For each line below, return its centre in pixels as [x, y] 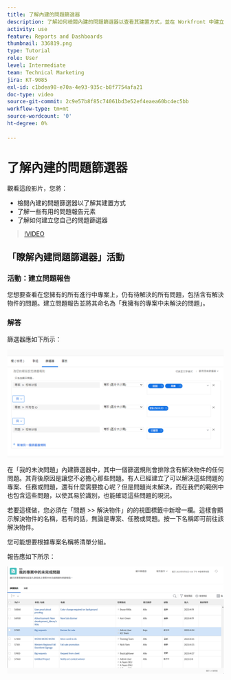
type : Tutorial [29, 51]
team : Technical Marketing [46, 72]
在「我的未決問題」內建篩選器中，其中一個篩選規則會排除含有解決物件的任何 [115, 469]
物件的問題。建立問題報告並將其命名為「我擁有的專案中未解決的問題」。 [108, 304]
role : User [23, 59]
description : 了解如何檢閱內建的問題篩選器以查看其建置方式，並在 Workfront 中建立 [116, 22]
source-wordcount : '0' [40, 116]
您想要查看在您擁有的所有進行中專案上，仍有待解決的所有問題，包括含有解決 [115, 295]
